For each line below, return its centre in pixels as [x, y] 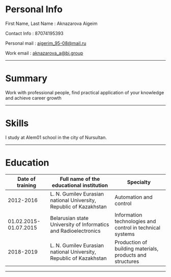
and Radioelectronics [75, 231]
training [27, 185]
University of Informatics [80, 224]
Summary [26, 79]
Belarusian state [69, 218]
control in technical [137, 228]
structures [127, 261]
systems [124, 234]
